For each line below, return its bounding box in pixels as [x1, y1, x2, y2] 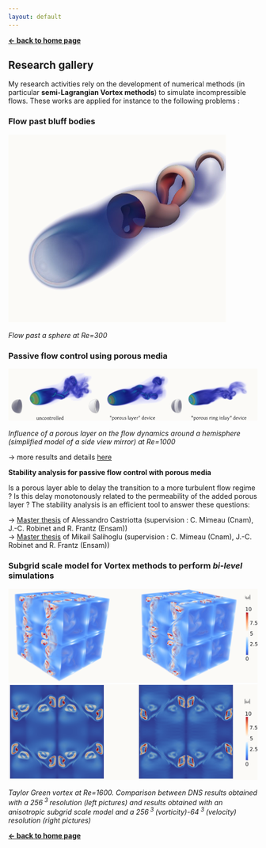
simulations [8, 570, 55, 581]
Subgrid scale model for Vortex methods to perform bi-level [8, 561, 243, 572]
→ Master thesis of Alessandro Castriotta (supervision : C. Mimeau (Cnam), [8, 515, 254, 525]
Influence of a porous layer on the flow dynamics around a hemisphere [8, 428, 241, 439]
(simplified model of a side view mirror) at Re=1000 [8, 437, 176, 447]
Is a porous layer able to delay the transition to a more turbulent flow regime [8, 483, 256, 492]
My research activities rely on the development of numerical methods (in [8, 79, 245, 89]
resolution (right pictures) [8, 816, 91, 825]
